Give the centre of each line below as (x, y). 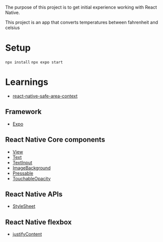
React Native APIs (34, 194)
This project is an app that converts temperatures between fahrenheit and (82, 22)
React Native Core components (55, 140)
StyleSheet (24, 206)
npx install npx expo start (34, 62)
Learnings (27, 82)
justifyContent (27, 234)
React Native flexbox (38, 222)
